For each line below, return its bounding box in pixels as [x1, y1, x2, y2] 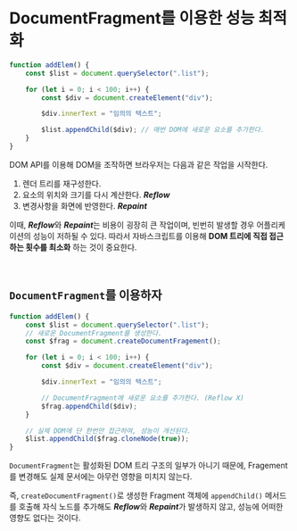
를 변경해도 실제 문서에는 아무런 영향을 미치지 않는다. [9, 471, 193, 482]
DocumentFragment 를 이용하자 [9, 287, 162, 303]
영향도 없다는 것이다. [9, 512, 81, 523]
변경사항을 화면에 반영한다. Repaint [21, 200, 147, 211]
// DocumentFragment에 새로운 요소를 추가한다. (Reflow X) [41, 394, 245, 402]
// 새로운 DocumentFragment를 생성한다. [25, 328, 162, 337]
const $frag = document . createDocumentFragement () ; [25, 336, 221, 346]
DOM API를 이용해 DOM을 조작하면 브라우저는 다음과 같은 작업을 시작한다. [9, 159, 268, 170]
